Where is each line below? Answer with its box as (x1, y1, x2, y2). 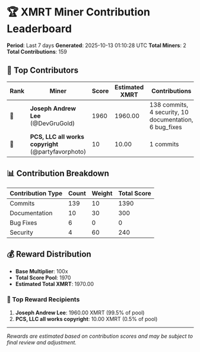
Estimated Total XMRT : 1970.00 (15, 281, 94, 288)
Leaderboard (7, 22, 72, 36)
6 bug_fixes (149, 123, 182, 131)
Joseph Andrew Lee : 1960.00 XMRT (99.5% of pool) (15, 309, 145, 316)
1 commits (149, 140, 179, 148)
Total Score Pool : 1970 (15, 274, 71, 281)
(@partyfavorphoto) (30, 147, 87, 155)
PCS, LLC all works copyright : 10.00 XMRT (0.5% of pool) (15, 315, 158, 322)
